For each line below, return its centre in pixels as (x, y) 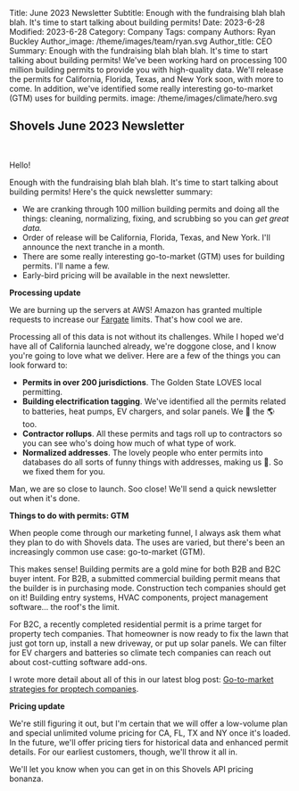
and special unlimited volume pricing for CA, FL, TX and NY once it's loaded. (150, 733)
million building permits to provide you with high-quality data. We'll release (146, 70)
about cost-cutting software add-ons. (79, 662)
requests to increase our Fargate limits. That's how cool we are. (126, 319)
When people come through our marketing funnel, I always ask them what (145, 532)
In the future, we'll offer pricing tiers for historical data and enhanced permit (149, 742)
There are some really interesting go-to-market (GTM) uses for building (154, 256)
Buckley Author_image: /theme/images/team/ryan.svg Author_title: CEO (141, 41)
